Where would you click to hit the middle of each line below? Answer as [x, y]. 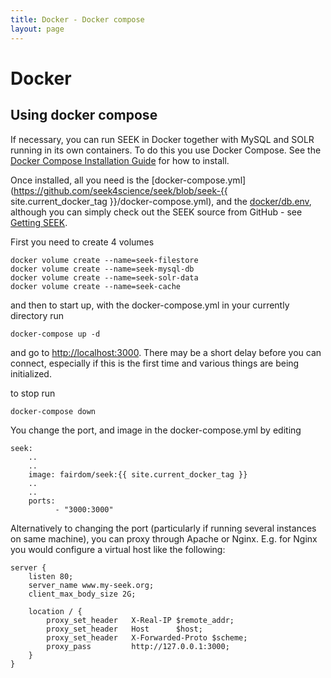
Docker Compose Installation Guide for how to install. [120, 160]
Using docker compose [84, 115]
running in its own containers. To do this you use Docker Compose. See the [166, 150]
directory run [37, 315]
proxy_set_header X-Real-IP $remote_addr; [140, 620]
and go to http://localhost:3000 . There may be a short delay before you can [166, 352]
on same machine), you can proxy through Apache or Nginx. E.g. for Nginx [164, 538]
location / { [55, 611]
